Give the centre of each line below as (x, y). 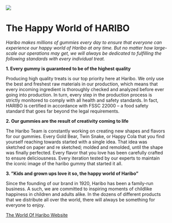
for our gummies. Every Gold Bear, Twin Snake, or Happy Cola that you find (85, 136)
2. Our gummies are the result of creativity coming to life (67, 121)
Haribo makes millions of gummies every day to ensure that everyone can (84, 42)
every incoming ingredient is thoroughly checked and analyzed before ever (85, 89)
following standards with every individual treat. (56, 58)
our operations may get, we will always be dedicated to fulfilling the (90, 53)
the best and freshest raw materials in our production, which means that (82, 84)
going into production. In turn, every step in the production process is (79, 95)
